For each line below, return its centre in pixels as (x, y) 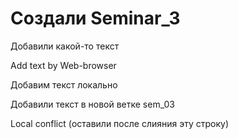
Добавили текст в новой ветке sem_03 (92, 104)
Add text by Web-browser (63, 65)
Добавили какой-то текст (65, 46)
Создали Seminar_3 (95, 18)
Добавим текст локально (64, 84)
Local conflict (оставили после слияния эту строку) (120, 123)
